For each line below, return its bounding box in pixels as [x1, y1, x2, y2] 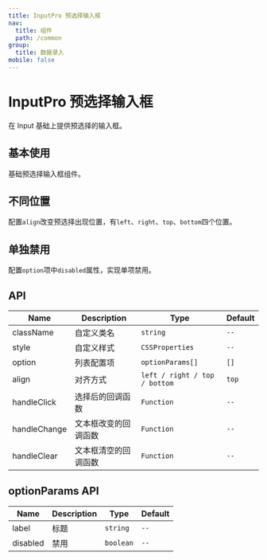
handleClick [12, 397, 57, 408]
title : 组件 [15, 26, 53, 34]
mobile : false [8, 57, 56, 65]
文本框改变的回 [74, 418, 131, 429]
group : [8, 41, 30, 49]
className [12, 327, 54, 339]
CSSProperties [141, 343, 195, 352]
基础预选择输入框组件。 [8, 169, 85, 178]
